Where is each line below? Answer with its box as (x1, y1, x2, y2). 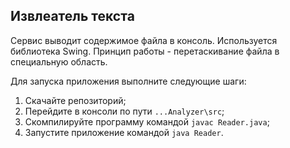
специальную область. (10, 55, 108, 68)
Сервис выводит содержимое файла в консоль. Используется (10, 34, 278, 46)
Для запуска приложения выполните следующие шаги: (10, 75, 247, 87)
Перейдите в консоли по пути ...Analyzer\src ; (24, 105, 225, 117)
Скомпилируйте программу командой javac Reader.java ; (24, 115, 270, 128)
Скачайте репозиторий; (24, 94, 127, 106)
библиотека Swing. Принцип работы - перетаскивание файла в (10, 45, 280, 57)
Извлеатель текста (10, 8, 135, 25)
